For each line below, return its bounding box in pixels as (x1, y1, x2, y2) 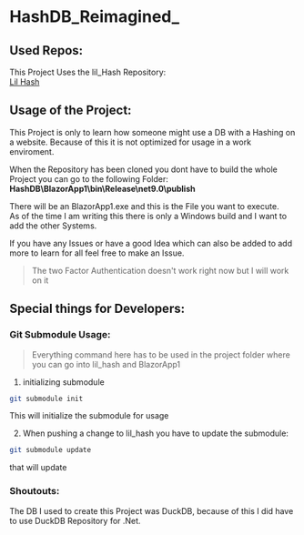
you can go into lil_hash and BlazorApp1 (31, 358, 181, 369)
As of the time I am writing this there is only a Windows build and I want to (9, 210, 288, 221)
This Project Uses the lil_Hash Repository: (9, 66, 167, 77)
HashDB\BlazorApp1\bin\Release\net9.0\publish (9, 183, 196, 194)
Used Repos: (9, 43, 84, 58)
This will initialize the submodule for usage (9, 410, 169, 421)
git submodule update (9, 446, 92, 455)
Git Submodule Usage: (9, 328, 111, 341)
